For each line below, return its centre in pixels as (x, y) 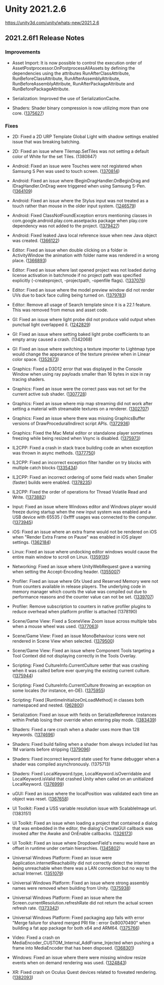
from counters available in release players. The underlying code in (79, 586)
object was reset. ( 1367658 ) (40, 798)
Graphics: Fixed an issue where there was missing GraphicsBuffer (79, 418)
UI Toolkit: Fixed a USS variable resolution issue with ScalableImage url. (84, 808)
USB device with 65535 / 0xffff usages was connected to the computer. (84, 517)
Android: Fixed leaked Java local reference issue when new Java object (84, 235)
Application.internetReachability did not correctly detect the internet (81, 863)
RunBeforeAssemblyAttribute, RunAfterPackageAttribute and (73, 83)
